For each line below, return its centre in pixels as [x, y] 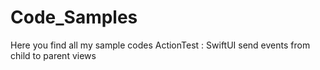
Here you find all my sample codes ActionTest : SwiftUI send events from [160, 45]
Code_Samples [74, 17]
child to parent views [53, 55]
